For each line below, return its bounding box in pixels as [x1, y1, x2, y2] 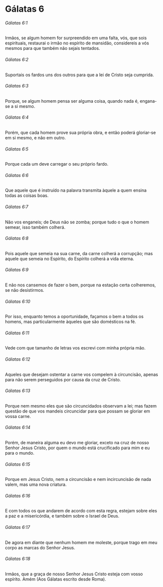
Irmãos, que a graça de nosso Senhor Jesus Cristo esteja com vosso [5, 571, 143, 577]
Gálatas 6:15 [5, 461, 31, 467]
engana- [140, 98, 157, 104]
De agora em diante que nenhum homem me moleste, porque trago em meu [5, 539, 158, 545]
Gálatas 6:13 [5, 388, 31, 394]
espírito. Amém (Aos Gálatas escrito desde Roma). [5, 576, 106, 582]
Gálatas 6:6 [5, 172, 29, 178]
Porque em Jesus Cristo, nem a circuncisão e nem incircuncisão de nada [5, 477, 151, 482]
